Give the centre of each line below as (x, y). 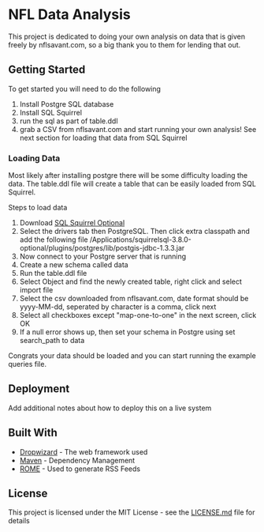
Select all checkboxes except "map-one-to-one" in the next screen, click (138, 315)
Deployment (39, 389)
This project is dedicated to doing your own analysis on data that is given (127, 36)
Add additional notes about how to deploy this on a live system (110, 408)
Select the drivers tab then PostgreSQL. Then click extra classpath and (134, 232)
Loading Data (34, 158)
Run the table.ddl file (53, 274)
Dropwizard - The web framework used (84, 451)
